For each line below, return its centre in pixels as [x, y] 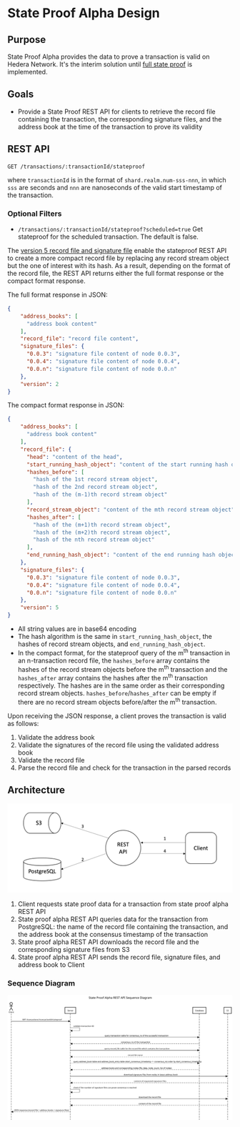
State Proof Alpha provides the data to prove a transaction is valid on [109, 56]
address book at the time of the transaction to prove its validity [110, 126]
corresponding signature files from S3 [74, 950]
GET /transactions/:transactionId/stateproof [76, 167]
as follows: [23, 723]
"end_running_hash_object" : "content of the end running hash [121, 555]
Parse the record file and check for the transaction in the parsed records [124, 768]
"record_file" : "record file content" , [80, 339]
